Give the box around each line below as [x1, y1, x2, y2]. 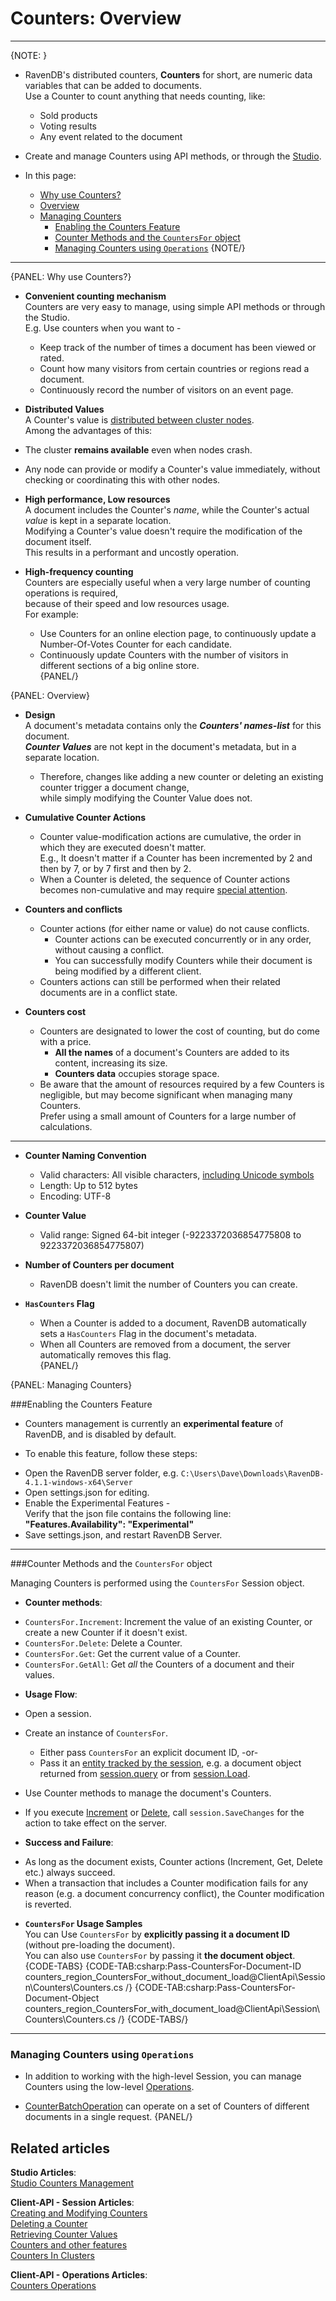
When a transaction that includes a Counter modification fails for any [24, 1877, 309, 1889]
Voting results [39, 120, 97, 132]
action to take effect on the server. [24, 1817, 168, 1829]
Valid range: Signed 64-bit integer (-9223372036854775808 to [39, 1228, 302, 1241]
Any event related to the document [39, 130, 183, 142]
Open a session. [24, 1707, 92, 1719]
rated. [39, 352, 65, 364]
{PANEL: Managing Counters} [10, 1378, 133, 1391]
